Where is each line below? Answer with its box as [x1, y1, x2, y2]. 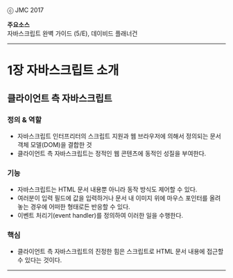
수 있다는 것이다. [17, 256, 62, 264]
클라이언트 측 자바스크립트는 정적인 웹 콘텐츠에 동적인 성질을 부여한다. [17, 149, 207, 157]
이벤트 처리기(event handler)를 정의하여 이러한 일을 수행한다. [17, 211, 184, 220]
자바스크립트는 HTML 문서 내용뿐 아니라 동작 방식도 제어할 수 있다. [17, 185, 198, 193]
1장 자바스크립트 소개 [7, 62, 119, 78]
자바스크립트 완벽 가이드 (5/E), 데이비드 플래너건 [7, 29, 138, 37]
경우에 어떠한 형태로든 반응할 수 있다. [30, 202, 130, 211]
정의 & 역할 [7, 114, 42, 124]
